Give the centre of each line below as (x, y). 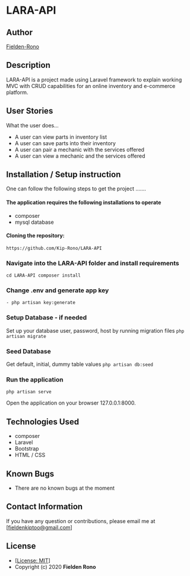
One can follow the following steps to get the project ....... (76, 189)
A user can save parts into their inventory (65, 143)
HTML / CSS (30, 455)
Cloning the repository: (36, 236)
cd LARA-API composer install (44, 276)
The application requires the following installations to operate (84, 202)
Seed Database (29, 351)
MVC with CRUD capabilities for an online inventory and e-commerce (91, 86)
